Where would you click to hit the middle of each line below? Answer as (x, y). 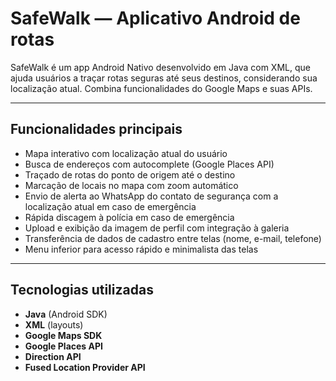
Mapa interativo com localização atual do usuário (126, 153)
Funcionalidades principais (96, 129)
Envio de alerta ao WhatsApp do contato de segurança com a (151, 196)
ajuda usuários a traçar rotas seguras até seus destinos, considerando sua (164, 78)
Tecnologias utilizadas (82, 290)
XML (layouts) (54, 324)
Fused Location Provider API (85, 367)
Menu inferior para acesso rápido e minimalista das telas (141, 249)
